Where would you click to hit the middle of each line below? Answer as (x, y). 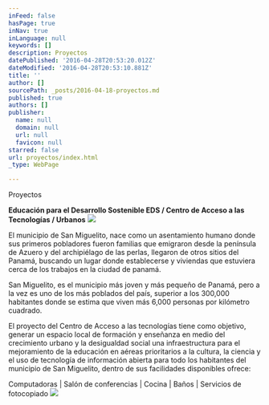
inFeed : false (32, 16)
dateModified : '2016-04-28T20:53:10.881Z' (80, 68)
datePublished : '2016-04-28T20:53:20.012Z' (82, 61)
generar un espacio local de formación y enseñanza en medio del (117, 334)
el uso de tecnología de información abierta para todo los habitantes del (127, 360)
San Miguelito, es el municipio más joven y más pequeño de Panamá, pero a (134, 285)
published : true (35, 98)
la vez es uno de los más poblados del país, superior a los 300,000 (119, 294)
